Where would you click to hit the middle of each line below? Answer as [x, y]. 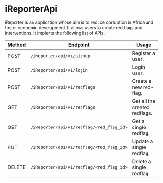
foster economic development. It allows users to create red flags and [74, 27]
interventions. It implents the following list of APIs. [55, 33]
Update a [143, 141]
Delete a [142, 161]
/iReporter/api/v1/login [59, 70]
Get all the [144, 101]
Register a [144, 53]
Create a [142, 81]
